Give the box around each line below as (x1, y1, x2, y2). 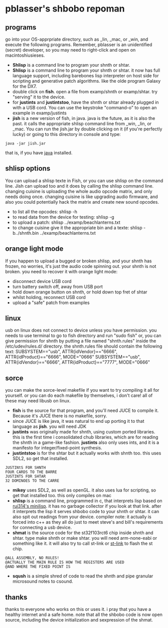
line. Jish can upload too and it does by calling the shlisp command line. (5, 183, 154, 189)
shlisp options (5, 164, 51, 173)
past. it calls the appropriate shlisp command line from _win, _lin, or (12, 121, 152, 126)
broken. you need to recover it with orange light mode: (5, 268, 118, 274)
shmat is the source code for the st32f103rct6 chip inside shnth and (12, 530, 154, 536)
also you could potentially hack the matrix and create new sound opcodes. (5, 199, 159, 205)
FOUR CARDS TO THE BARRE (5, 469, 57, 475)
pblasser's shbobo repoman (5, 3, 125, 15)
